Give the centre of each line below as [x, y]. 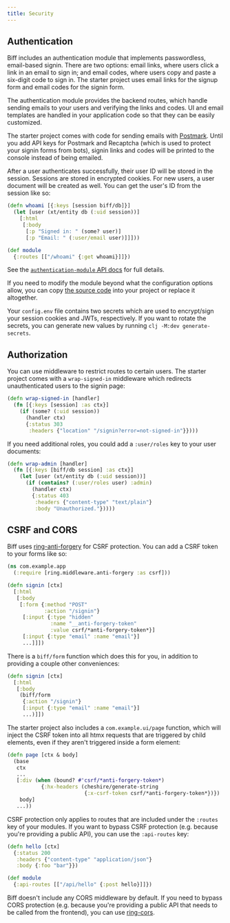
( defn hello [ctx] [33, 847]
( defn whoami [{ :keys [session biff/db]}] [69, 206]
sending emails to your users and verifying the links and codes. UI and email [115, 108]
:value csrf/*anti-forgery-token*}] [103, 630]
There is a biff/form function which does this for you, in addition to [103, 656]
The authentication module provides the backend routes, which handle [107, 101]
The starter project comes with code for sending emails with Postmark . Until [115, 136]
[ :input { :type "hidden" [58, 617]
